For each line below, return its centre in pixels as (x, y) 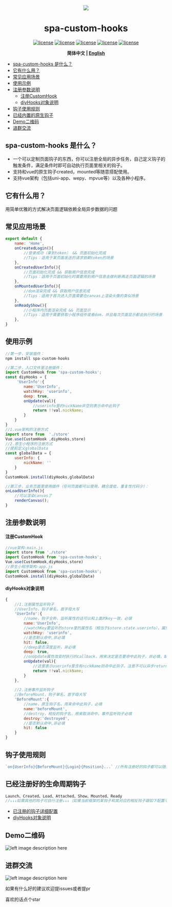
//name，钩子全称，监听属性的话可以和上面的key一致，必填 (78, 618)
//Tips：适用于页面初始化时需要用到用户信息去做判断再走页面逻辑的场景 (90, 277)
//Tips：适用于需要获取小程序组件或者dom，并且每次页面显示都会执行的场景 (93, 315)
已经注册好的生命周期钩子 (46, 784)
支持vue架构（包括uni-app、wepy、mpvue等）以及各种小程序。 (80, 178)
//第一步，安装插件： (25, 353)
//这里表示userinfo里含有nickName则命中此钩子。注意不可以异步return (100, 666)
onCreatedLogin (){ (34, 248)
